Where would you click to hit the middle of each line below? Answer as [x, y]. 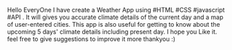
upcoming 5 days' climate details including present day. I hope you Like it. [112, 32]
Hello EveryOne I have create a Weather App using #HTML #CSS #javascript [116, 10]
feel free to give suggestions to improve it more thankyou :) [91, 39]
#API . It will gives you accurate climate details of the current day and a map [115, 17]
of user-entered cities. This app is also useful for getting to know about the [114, 24]
